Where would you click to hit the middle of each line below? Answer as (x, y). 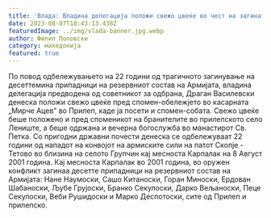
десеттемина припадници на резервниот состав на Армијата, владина (130, 85)
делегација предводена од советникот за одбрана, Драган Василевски (131, 93)
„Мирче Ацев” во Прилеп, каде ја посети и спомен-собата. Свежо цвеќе (134, 111)
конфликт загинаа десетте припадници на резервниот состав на (120, 171)
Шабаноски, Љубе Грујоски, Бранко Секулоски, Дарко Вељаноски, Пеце (135, 188)
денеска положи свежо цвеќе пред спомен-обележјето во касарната (129, 102)
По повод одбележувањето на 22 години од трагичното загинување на (132, 76)
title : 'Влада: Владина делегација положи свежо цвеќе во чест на (122, 16)
